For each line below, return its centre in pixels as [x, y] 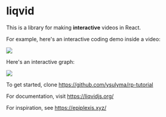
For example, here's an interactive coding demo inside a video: [83, 39]
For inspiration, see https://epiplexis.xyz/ [56, 107]
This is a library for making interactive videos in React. [74, 27]
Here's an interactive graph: [40, 61]
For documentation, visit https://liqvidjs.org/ [60, 96]
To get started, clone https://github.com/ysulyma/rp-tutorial [80, 84]
